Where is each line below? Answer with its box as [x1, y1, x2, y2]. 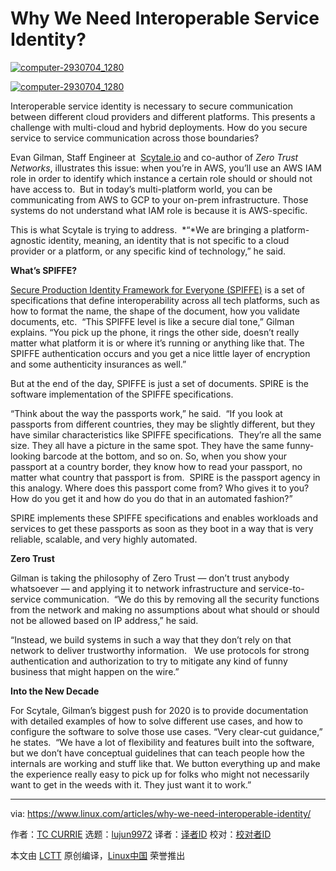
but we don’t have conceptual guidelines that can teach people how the [10, 747, 305, 759]
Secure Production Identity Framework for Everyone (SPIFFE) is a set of [10, 283, 305, 296]
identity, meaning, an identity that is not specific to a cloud [48, 234, 290, 246]
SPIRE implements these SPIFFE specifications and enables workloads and [10, 512, 318, 524]
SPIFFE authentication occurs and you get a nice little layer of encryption [10, 347, 311, 359]
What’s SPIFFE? [10, 264, 78, 276]
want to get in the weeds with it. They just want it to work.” [10, 778, 252, 791]
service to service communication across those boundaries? [10, 132, 260, 144]
